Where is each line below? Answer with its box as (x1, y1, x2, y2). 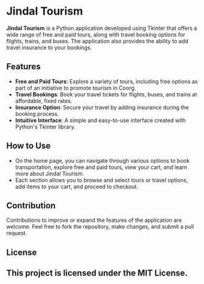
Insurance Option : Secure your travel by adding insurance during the (15, 104, 189, 111)
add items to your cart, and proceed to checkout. (15, 183, 138, 190)
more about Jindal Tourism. (15, 169, 84, 177)
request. (6, 230, 27, 237)
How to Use (6, 141, 51, 151)
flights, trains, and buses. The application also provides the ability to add (6, 37, 189, 44)
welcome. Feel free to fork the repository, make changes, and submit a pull (6, 223, 194, 230)
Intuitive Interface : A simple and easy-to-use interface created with (15, 116, 186, 124)
